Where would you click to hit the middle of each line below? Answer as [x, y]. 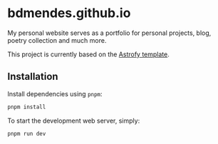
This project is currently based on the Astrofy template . [88, 54]
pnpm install [27, 107]
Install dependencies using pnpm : [55, 93]
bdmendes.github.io [69, 13]
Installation [33, 77]
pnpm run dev [27, 133]
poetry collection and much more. [57, 40]
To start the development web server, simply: [74, 120]
